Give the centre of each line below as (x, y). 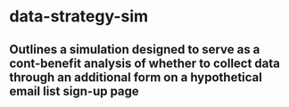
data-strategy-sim (79, 16)
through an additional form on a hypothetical (136, 77)
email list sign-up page (74, 91)
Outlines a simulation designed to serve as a (135, 49)
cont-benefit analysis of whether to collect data (145, 63)
